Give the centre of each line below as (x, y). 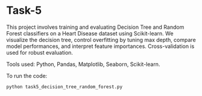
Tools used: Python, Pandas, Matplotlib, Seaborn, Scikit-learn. (83, 64)
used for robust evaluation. (40, 52)
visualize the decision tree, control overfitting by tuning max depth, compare (101, 40)
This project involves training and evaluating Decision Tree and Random (95, 27)
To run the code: (27, 76)
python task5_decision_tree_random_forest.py (64, 87)
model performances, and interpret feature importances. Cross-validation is (100, 46)
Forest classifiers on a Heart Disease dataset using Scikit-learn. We (90, 33)
